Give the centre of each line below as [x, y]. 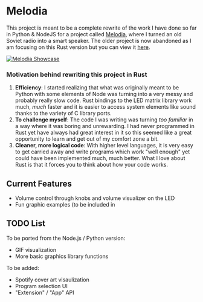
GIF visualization [36, 249]
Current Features [39, 183]
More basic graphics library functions [62, 256]
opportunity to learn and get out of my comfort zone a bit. [87, 139]
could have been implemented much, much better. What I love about [100, 158]
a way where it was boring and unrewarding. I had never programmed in [105, 126]
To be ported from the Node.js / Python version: [66, 238]
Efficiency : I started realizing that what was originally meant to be [97, 88]
